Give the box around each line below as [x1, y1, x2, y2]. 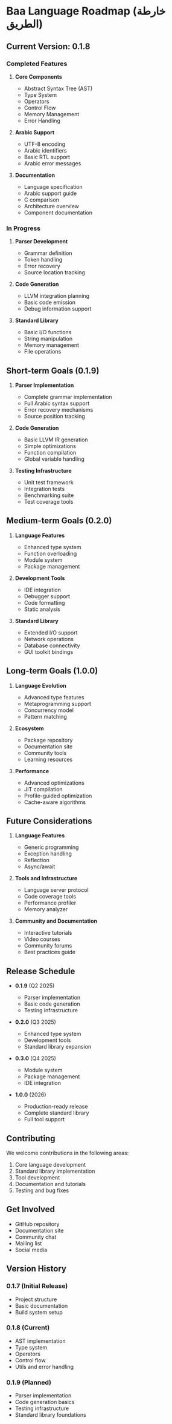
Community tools [24, 749, 67, 756]
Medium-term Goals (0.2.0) [6, 516, 112, 526]
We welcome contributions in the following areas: [6, 1149, 129, 1157]
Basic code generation [24, 1000, 80, 1007]
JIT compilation [24, 785, 63, 793]
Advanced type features [24, 693, 84, 700]
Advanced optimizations [24, 779, 84, 786]
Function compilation [24, 449, 77, 456]
